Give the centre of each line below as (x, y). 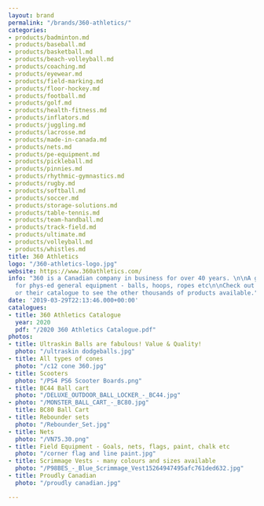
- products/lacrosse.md (47, 132)
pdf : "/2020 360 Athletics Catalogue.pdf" (86, 330)
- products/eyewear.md (45, 74)
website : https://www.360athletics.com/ (75, 271)
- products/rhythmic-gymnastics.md (66, 176)
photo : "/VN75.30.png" (52, 439)
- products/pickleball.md (50, 162)
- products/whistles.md (47, 249)
